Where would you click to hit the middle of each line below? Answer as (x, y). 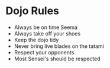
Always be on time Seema (46, 27)
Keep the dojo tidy (36, 40)
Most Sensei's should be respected (57, 59)
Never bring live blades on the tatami (59, 46)
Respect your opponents (44, 52)
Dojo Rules (33, 11)
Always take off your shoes (47, 33)
